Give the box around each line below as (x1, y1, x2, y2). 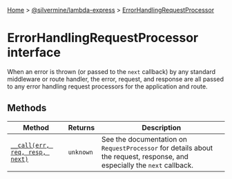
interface (7, 45, 61, 61)
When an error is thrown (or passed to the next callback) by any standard (7, 67, 216, 75)
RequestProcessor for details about (101, 143, 213, 153)
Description (141, 122, 182, 132)
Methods (7, 102, 47, 114)
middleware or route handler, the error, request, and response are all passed (7, 75, 224, 83)
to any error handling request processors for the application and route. (7, 82, 209, 91)
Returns (68, 122, 95, 132)
